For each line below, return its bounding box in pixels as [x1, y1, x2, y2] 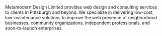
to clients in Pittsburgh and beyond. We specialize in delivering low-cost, [5, 9, 154, 15]
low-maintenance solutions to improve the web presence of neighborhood [5, 15, 158, 20]
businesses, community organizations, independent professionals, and [5, 20, 150, 26]
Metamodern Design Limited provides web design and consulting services [5, 4, 158, 10]
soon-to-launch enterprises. [5, 25, 63, 31]
